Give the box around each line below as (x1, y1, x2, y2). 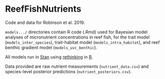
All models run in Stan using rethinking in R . (5, 54, 93, 59)
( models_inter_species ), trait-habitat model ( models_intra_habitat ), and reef (5, 39, 160, 45)
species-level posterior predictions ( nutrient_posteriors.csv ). (5, 68, 132, 74)
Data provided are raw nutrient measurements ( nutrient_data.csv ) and (5, 63, 149, 69)
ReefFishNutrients (5, 3, 82, 15)
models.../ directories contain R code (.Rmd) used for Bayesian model (5, 29, 148, 35)
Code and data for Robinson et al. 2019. (5, 20, 85, 25)
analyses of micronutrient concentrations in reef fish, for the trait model (5, 34, 150, 40)
